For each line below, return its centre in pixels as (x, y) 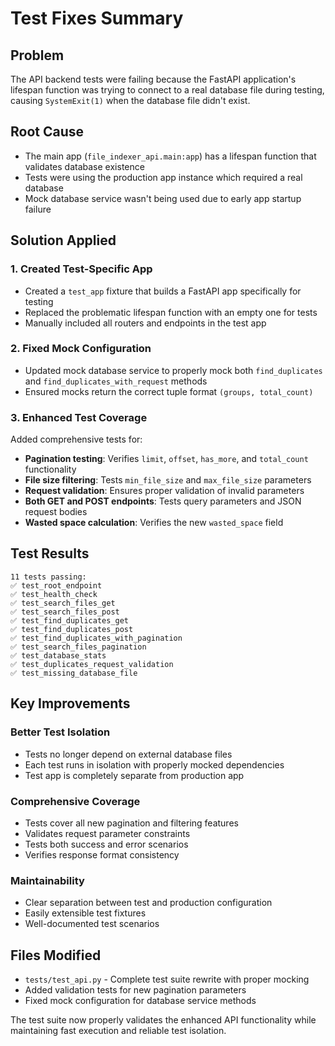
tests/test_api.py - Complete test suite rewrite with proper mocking (167, 979)
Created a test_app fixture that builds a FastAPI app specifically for (163, 291)
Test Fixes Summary (97, 18)
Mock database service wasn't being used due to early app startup (163, 198)
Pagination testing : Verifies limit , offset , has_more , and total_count (166, 459)
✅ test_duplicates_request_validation (92, 664)
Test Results (50, 553)
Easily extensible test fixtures (85, 913)
